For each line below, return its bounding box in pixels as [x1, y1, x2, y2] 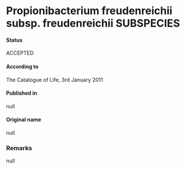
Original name [6, 116, 41, 123]
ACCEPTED [6, 49, 34, 57]
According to [6, 63, 39, 70]
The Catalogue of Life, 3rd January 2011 [6, 76, 103, 83]
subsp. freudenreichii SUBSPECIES [6, 16, 181, 30]
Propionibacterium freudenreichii [6, 4, 172, 18]
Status [6, 37, 23, 44]
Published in [6, 90, 37, 97]
